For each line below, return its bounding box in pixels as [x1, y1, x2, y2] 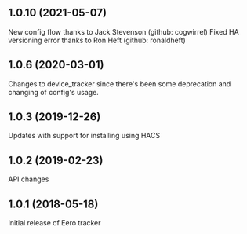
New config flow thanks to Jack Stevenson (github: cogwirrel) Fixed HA [8, 27, 239, 36]
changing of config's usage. [8, 87, 100, 97]
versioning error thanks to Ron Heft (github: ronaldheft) [8, 35, 186, 45]
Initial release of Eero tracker [8, 218, 101, 228]
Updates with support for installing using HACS [8, 131, 161, 141]
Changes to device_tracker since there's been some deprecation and [8, 79, 231, 89]
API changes [8, 174, 49, 184]
